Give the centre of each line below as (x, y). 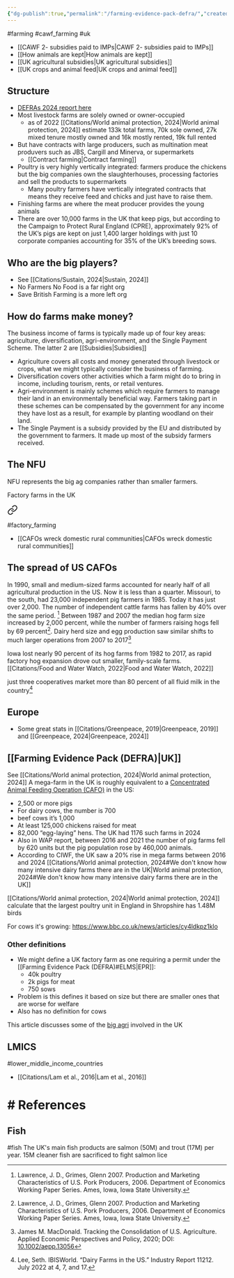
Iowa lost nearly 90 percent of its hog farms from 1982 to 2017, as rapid (110, 653)
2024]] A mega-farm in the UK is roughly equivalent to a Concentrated (109, 782)
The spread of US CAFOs (62, 568)
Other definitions (37, 944)
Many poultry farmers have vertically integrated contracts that (117, 189)
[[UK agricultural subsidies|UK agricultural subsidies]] (95, 62)
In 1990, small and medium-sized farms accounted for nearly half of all (109, 584)
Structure (29, 91)
